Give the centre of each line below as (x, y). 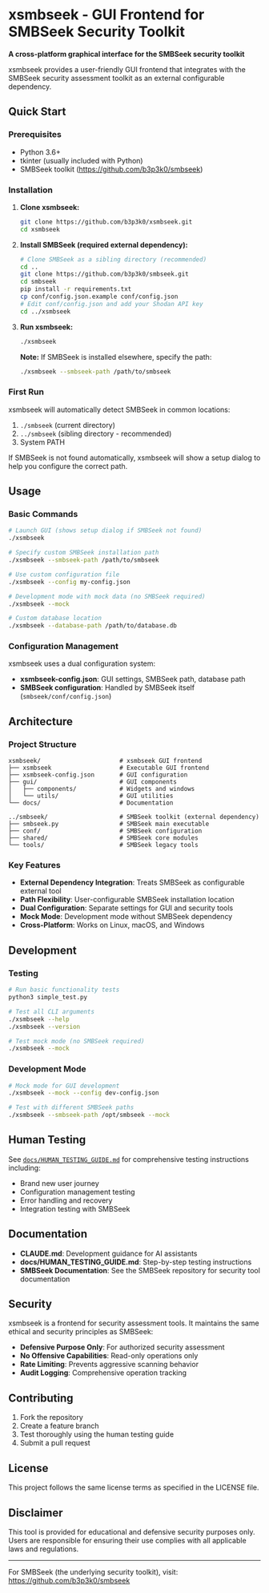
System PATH (42, 442)
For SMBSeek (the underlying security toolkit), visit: (93, 1571)
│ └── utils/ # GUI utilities (91, 796)
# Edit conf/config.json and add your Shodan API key (111, 304)
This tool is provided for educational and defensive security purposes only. (132, 1531)
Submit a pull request (55, 1443)
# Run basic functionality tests (64, 990)
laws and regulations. (44, 1549)
